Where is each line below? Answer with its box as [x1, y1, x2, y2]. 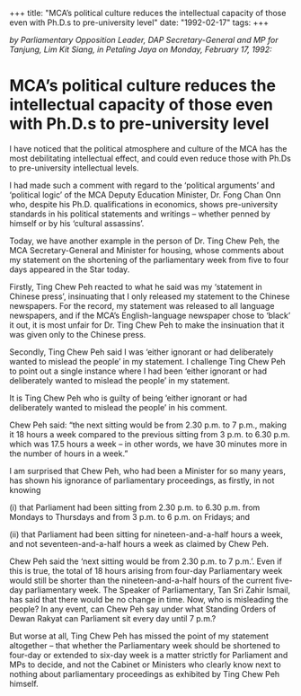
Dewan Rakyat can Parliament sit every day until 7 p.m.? [9, 612, 217, 623]
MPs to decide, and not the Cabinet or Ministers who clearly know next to [9, 659, 281, 670]
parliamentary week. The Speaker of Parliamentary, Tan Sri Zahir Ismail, [25, 584, 291, 595]
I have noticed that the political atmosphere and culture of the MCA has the [9, 143, 288, 154]
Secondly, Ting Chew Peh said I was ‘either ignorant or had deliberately [9, 346, 274, 357]
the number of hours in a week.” [9, 448, 128, 459]
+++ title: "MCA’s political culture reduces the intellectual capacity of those [9, 8, 287, 18]
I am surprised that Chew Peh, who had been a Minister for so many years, [9, 465, 286, 476]
